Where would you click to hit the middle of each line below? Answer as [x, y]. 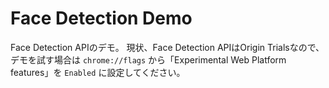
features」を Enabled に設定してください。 [98, 72]
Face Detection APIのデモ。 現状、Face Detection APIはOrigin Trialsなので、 [167, 47]
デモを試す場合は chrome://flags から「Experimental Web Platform [148, 59]
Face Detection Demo [101, 18]
